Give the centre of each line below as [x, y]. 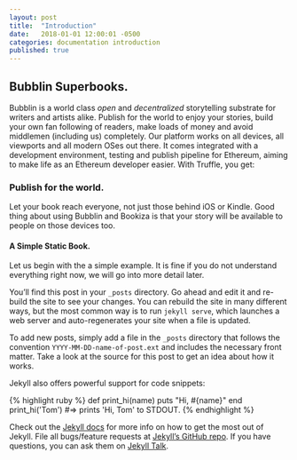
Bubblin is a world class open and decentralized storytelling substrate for [143, 107]
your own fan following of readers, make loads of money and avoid [131, 126]
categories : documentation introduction [85, 42]
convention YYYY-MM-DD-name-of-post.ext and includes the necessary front [145, 347]
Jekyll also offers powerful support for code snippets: [107, 384]
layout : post [33, 17]
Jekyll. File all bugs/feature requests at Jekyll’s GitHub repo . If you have [140, 437]
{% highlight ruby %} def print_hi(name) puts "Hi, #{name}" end [126, 401]
